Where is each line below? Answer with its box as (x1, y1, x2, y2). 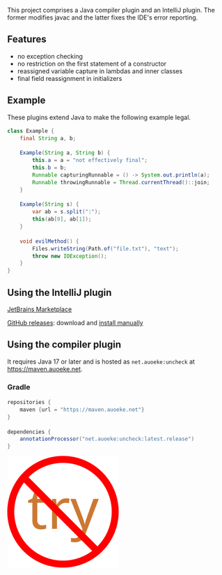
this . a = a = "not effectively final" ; (32, 157, 148, 164)
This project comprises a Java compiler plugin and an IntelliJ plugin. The (7, 6, 216, 14)
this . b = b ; (32, 164, 68, 171)
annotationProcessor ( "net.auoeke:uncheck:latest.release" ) (19, 435, 195, 442)
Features (7, 33, 47, 45)
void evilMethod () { (19, 237, 79, 245)
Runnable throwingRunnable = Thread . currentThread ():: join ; (32, 179, 210, 186)
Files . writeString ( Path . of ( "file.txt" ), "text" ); (32, 245, 179, 252)
